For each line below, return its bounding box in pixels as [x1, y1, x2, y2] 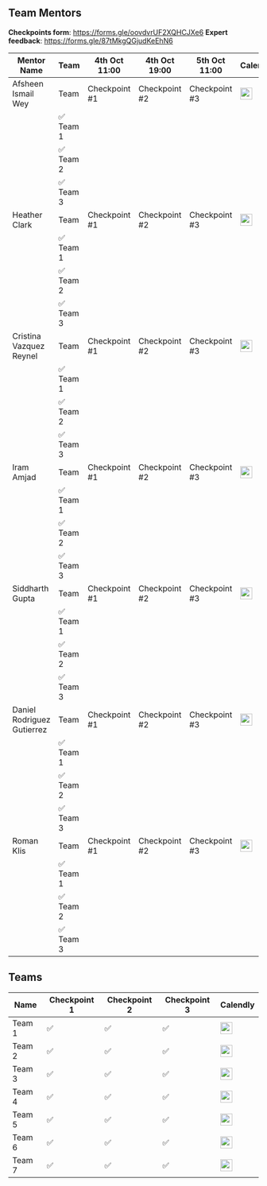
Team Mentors [8, 6, 82, 20]
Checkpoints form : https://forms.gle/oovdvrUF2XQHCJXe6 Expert [8, 27, 228, 37]
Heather [12, 209, 43, 220]
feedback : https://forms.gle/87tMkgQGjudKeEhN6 [8, 36, 173, 45]
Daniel [12, 703, 37, 715]
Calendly [219, 999, 255, 1010]
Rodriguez [12, 714, 51, 725]
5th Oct [195, 55, 226, 66]
